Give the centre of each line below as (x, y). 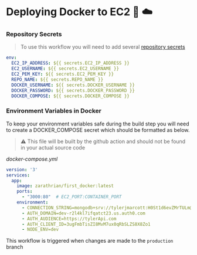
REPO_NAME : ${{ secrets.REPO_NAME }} (57, 79)
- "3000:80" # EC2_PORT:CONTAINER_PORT (72, 197)
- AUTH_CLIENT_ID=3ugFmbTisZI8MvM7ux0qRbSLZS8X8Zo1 (86, 224)
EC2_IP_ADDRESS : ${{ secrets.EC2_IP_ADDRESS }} (71, 63)
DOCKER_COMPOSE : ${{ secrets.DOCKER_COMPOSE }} (71, 96)
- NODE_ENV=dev (40, 230)
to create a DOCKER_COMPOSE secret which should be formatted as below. (98, 130)
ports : (25, 192)
